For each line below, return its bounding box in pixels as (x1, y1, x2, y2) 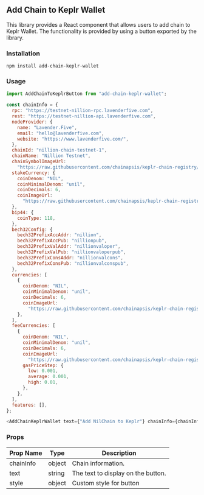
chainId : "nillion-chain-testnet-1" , (12, 147, 107, 153)
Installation (6, 49, 41, 57)
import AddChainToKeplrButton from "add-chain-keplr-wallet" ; (6, 91, 167, 97)
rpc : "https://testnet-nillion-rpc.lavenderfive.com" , (12, 108, 154, 114)
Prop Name (9, 449, 42, 457)
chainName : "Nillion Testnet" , (12, 153, 91, 159)
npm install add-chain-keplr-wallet (6, 63, 99, 69)
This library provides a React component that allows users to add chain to (6, 21, 191, 28)
